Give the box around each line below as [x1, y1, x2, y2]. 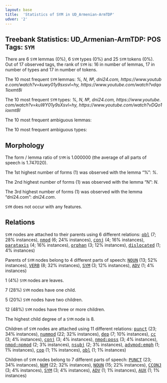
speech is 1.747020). [5, 160, 48, 165]
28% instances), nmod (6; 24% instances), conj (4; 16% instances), [5, 237, 145, 243]
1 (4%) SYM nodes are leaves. [5, 277, 64, 283]
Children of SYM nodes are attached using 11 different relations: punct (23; [5, 326, 157, 332]
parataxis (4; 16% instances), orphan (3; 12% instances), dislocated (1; [5, 242, 161, 248]
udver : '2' [5, 16, 28, 21]
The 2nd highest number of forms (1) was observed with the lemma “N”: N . [5, 179, 159, 185]
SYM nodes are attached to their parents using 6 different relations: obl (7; [5, 231, 156, 237]
